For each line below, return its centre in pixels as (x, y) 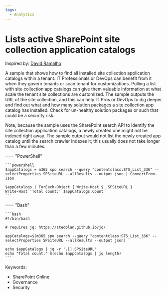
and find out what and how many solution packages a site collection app (80, 105)
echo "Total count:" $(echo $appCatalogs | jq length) (63, 254)
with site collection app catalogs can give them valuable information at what (83, 89)
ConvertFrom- (143, 174)
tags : (11, 10)
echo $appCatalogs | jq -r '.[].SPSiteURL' (51, 249)
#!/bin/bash (17, 219)
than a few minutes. (25, 147)
